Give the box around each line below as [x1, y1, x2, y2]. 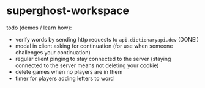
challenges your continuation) [15, 48, 91, 56]
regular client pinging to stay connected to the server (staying [15, 55, 171, 62]
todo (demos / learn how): [6, 24, 72, 31]
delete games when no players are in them [15, 68, 123, 75]
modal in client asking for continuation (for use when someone [15, 42, 173, 50]
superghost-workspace [6, 4, 130, 18]
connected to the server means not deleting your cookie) [15, 62, 159, 69]
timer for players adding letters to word [15, 75, 114, 82]
